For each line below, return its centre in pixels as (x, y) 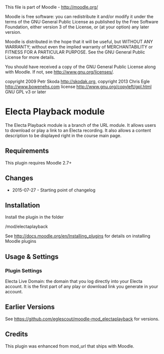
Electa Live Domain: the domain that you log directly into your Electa (74, 282)
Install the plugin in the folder (35, 217)
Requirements (27, 151)
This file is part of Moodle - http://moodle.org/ (52, 7)
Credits (17, 334)
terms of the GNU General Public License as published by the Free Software (82, 22)
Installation (23, 205)
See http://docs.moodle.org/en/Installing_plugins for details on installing (78, 236)
